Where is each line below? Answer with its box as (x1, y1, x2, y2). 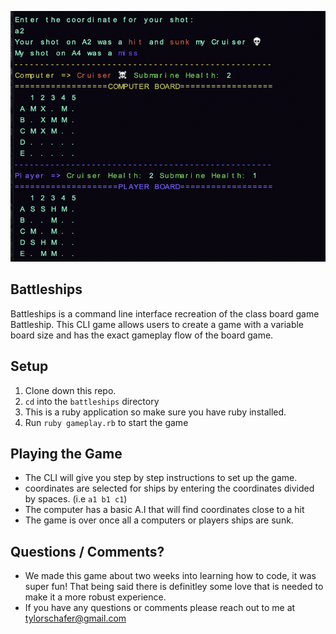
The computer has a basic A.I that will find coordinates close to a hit (24, 504, 305, 516)
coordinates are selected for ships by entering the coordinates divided (24, 482, 315, 495)
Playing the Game (10, 445, 123, 462)
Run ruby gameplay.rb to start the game (24, 416, 189, 428)
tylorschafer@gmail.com (24, 612, 127, 625)
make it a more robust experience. (24, 591, 167, 603)
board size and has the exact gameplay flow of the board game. (10, 329, 274, 341)
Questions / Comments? (10, 543, 165, 560)
